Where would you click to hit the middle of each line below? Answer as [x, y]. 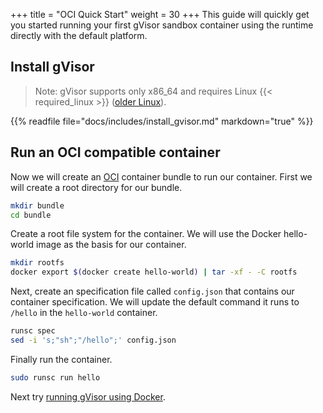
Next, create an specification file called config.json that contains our [152, 291]
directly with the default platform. [79, 35]
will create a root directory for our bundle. [96, 187]
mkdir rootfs [37, 263]
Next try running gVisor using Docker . [88, 396]
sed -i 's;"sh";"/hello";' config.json [93, 340]
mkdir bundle [37, 205]
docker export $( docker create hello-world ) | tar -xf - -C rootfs [154, 272]
